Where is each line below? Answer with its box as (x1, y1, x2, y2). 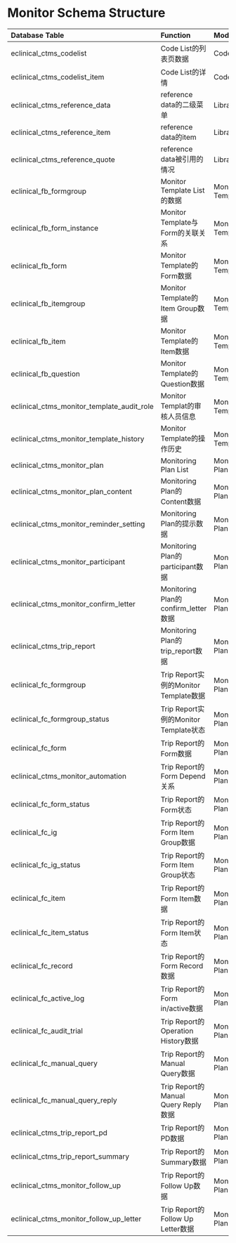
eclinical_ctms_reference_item (11, 127, 111, 137)
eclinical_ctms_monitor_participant (11, 557, 126, 566)
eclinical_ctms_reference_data (11, 100, 111, 110)
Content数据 (160, 497, 202, 507)
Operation (160, 1026, 194, 1036)
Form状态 (160, 805, 192, 814)
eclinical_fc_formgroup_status (11, 714, 110, 724)
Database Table (11, 30, 65, 40)
